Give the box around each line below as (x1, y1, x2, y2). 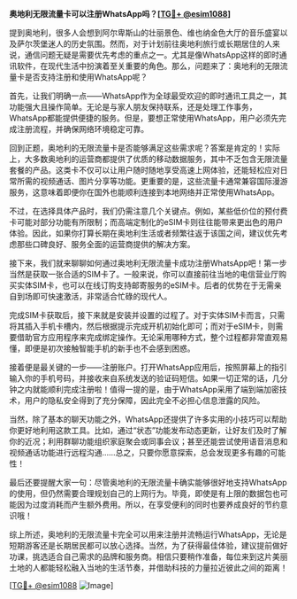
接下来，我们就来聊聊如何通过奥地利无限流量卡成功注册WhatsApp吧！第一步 (9, 258, 287, 268)
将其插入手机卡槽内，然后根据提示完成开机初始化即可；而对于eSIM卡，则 (9, 321, 276, 331)
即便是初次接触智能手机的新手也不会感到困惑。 (24, 343, 195, 354)
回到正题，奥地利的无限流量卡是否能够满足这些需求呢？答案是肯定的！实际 (9, 143, 280, 153)
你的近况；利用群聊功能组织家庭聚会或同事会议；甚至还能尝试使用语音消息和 (9, 436, 288, 447)
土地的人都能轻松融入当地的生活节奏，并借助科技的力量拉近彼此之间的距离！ (9, 563, 288, 572)
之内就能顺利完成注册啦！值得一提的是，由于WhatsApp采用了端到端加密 (16, 385, 280, 394)
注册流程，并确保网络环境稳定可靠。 (16, 124, 148, 134)
